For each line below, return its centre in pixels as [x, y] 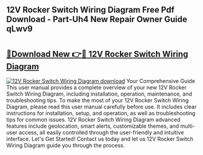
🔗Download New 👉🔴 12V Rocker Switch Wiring [97, 54]
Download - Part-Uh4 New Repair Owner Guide [97, 20]
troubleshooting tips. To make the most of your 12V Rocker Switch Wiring [98, 100]
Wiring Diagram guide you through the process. [66, 145]
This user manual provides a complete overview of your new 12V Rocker [96, 87]
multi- [188, 126]
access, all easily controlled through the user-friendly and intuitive [101, 132]
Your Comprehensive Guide [161, 81]
